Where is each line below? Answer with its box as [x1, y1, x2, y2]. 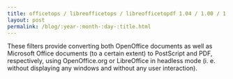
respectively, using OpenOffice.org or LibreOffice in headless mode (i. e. [7, 57, 216, 65]
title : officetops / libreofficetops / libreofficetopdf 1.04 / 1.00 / [7, 10, 220, 17]
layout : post [7, 17, 45, 24]
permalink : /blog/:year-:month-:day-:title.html [7, 23, 151, 30]
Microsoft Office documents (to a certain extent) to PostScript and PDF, [7, 49, 213, 58]
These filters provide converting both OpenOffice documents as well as [7, 42, 213, 51]
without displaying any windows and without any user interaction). [7, 64, 197, 73]
